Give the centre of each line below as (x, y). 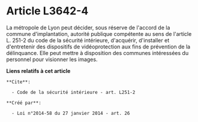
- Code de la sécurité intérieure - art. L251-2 (73, 92)
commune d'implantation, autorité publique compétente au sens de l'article (99, 33)
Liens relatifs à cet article (38, 71)
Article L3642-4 (47, 11)
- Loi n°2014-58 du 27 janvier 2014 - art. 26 (71, 113)
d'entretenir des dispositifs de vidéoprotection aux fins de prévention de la (98, 47)
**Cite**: (19, 82)
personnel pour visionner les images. (52, 59)
